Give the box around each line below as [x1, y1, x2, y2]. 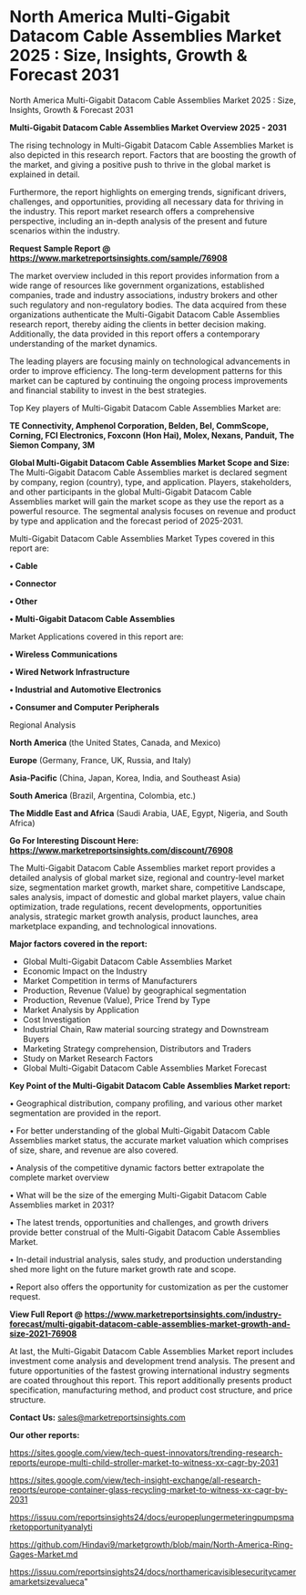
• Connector [9, 577, 57, 589]
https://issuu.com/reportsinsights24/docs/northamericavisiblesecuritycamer [9, 1566, 297, 1577]
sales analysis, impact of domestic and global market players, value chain [9, 891, 286, 902]
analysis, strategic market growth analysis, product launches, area [9, 910, 259, 922]
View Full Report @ [9, 1309, 84, 1320]
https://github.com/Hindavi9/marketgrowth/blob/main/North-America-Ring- [9, 1538, 294, 1549]
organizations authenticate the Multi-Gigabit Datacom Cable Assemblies [9, 308, 280, 320]
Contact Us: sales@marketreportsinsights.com [9, 1412, 187, 1423]
